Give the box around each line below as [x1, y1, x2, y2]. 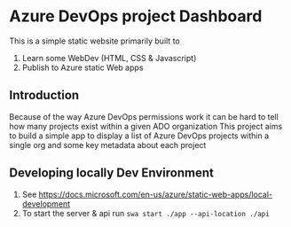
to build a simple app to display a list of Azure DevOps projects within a [9, 130, 270, 141]
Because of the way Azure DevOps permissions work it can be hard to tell [9, 111, 279, 121]
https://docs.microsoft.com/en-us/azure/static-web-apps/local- [38, 189, 273, 200]
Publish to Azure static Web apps [21, 62, 144, 73]
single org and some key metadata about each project [9, 139, 207, 150]
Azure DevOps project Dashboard [9, 6, 263, 27]
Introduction [9, 88, 80, 103]
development [21, 198, 71, 209]
